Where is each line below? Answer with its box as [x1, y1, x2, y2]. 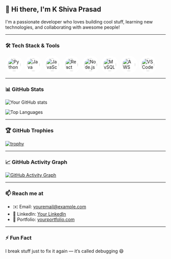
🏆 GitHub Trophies [5, 127, 54, 134]
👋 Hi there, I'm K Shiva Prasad [5, 5, 101, 14]
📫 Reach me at [5, 190, 44, 197]
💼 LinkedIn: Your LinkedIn [12, 211, 66, 217]
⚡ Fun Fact [5, 234, 32, 242]
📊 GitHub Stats [5, 86, 44, 93]
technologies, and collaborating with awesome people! [5, 24, 120, 30]
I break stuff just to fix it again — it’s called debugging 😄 [5, 248, 124, 254]
